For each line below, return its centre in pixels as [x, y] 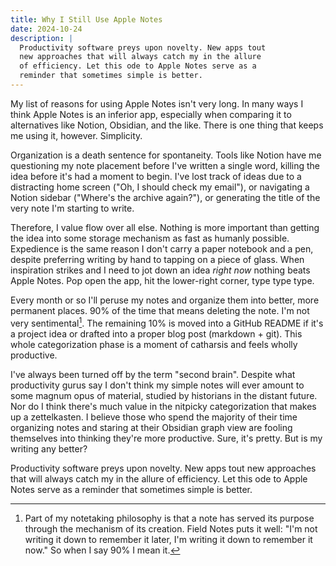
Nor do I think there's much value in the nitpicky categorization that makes [163, 406]
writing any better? [49, 448]
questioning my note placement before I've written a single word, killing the [165, 165]
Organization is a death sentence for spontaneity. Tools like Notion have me [166, 155]
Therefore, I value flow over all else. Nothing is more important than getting [165, 227]
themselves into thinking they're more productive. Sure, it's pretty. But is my [166, 438]
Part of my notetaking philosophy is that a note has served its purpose [169, 518]
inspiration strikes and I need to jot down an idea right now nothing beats [160, 270]
